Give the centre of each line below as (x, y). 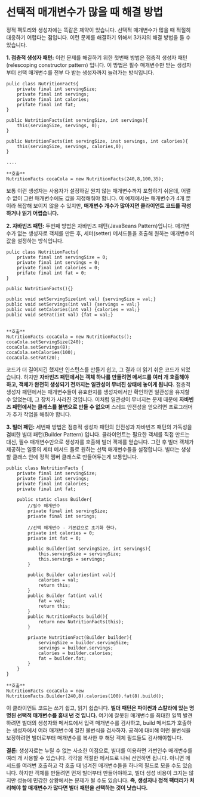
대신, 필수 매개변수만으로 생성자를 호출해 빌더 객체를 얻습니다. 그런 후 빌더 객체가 (100, 442)
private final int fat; (47, 489)
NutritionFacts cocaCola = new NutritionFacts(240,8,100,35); (85, 179)
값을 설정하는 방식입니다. (35, 241)
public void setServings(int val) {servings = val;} (73, 304)
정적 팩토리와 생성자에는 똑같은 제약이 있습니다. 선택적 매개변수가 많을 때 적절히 (99, 30)
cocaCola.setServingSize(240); (45, 342)
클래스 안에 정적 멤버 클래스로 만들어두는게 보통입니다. (75, 457)
